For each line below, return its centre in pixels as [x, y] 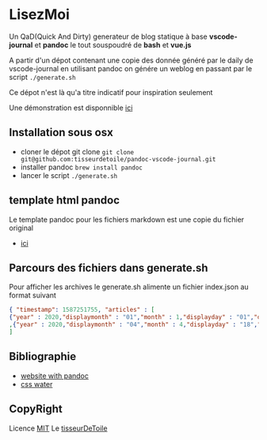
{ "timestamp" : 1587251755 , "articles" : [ [82, 310]
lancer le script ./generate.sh [69, 175]
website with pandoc [55, 376]
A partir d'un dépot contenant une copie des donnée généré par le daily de [131, 60]
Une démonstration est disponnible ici [71, 108]
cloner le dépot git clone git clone [77, 151]
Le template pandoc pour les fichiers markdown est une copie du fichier [127, 219]
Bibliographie [43, 357]
